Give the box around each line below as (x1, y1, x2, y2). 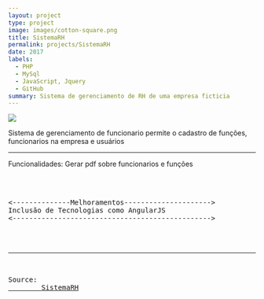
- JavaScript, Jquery (15, 77, 86, 85)
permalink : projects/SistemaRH (8, 41, 111, 49)
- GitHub (15, 84, 44, 93)
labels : (8, 56, 34, 64)
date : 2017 (8, 48, 44, 56)
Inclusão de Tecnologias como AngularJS (8, 206, 167, 215)
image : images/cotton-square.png (8, 26, 118, 34)
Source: (8, 275, 38, 284)
